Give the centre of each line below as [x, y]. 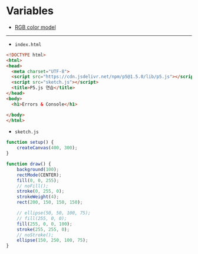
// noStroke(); [35, 235]
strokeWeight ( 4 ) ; [38, 197]
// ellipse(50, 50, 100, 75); [54, 213]
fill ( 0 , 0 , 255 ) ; [38, 180]
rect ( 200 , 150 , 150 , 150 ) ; [50, 202]
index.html [28, 44]
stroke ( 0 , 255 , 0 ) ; [41, 192]
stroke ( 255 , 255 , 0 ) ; [43, 229]
